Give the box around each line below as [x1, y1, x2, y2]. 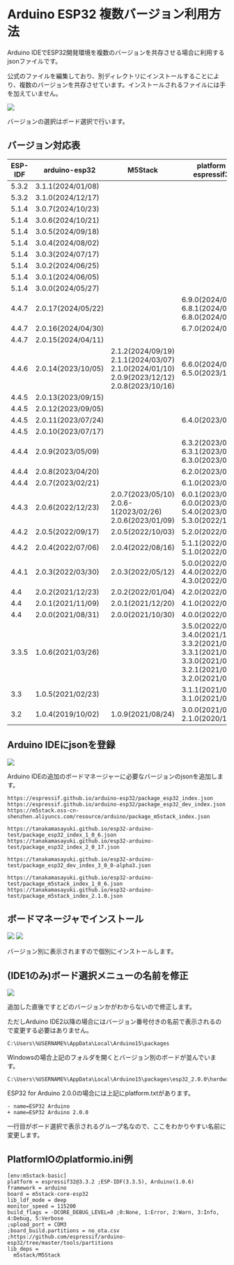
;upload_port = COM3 [7, 1221, 68, 1228]
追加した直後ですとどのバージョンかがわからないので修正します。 [7, 1003, 196, 1011]
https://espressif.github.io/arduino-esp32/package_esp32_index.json [7, 794, 214, 801]
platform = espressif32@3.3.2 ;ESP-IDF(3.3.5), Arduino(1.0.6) [7, 1178, 195, 1185]
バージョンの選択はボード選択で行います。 [7, 117, 129, 126]
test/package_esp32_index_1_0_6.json [7, 831, 117, 838]
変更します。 [7, 1131, 44, 1139]
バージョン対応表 [7, 140, 81, 151]
